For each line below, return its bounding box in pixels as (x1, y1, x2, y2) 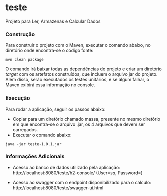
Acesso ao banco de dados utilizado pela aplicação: (12, 164, 120, 170)
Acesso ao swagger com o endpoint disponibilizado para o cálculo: (12, 179, 151, 185)
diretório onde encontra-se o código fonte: (5, 47, 94, 54)
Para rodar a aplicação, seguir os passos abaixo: (5, 106, 106, 112)
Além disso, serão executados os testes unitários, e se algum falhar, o (5, 77, 149, 83)
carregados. (12, 126, 38, 132)
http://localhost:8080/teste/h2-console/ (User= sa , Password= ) (12, 170, 143, 176)
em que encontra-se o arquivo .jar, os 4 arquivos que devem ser (12, 121, 145, 127)
